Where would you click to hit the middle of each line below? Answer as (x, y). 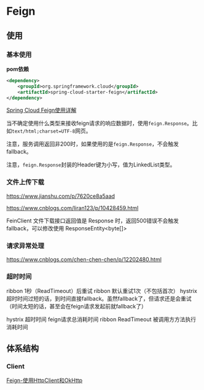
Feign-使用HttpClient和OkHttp (45, 380)
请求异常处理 (25, 246)
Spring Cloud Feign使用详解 (41, 110)
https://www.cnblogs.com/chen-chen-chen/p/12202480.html (84, 259)
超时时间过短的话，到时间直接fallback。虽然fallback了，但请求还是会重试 (99, 298)
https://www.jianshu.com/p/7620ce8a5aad (61, 196)
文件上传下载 (25, 182)
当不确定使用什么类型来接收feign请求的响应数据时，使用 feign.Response (97, 123)
